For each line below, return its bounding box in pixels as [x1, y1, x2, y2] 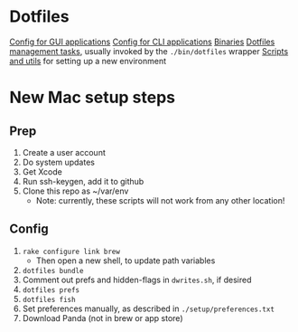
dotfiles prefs [22, 285, 80, 295]
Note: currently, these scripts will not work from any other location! [35, 194, 285, 205]
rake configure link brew [22, 247, 120, 256]
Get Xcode [22, 166, 63, 177]
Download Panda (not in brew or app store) [22, 312, 183, 323]
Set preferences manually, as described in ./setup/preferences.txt [22, 303, 275, 314]
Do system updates [22, 157, 95, 167]
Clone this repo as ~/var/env [22, 185, 129, 196]
